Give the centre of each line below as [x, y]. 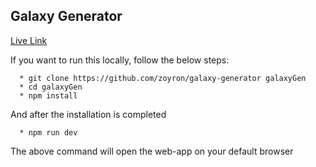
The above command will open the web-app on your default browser [152, 151]
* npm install [48, 95]
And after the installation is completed [88, 114]
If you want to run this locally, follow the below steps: [120, 60]
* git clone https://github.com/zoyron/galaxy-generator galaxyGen [163, 78]
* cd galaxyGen [51, 87]
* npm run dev [48, 132]
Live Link [29, 40]
